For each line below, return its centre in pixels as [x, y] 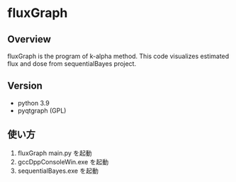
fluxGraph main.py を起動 [55, 153]
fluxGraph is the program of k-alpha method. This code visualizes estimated [118, 56]
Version [25, 86]
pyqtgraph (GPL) [42, 110]
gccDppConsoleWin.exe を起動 [63, 161]
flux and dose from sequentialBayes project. [72, 64]
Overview [29, 39]
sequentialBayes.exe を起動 [58, 171]
